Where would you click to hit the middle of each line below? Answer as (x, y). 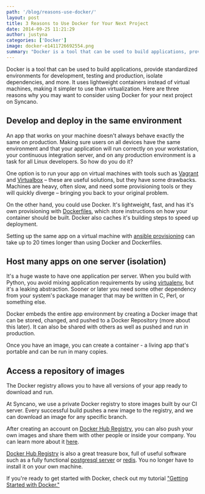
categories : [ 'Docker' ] (37, 40)
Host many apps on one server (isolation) (86, 261)
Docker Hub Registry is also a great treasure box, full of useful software (96, 454)
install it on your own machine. (45, 467)
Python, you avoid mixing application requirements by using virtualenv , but (100, 283)
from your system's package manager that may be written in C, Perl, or (95, 296)
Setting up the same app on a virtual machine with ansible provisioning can (101, 236)
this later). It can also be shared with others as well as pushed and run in (97, 327)
